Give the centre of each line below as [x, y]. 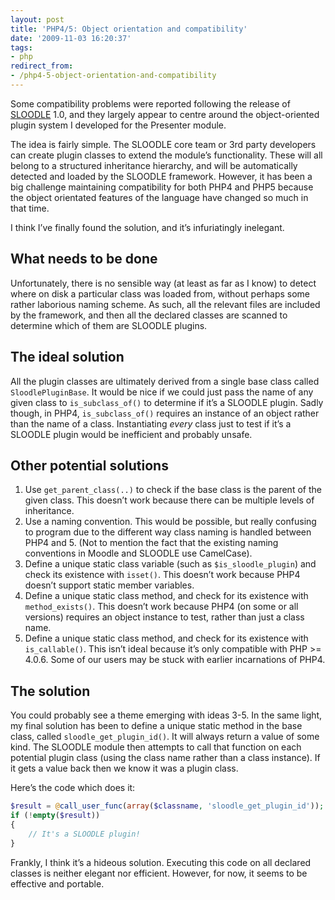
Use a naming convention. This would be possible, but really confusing [170, 522]
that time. [30, 208]
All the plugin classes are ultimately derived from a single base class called [165, 381]
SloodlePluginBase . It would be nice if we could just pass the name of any [162, 392]
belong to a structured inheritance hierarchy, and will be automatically [154, 165]
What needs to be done [84, 259]
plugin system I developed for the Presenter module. [118, 125]
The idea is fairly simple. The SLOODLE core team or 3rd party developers [163, 144]
